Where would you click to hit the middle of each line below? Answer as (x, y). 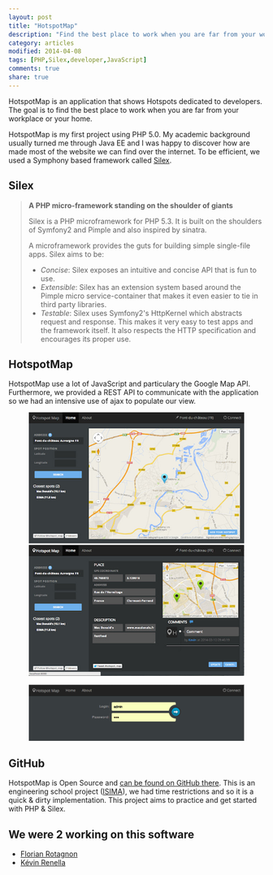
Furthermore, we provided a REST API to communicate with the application (134, 392)
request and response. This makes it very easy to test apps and (147, 322)
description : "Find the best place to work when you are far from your (132, 34)
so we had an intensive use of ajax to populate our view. (102, 401)
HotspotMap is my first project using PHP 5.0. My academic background (129, 134)
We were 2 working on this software (102, 834)
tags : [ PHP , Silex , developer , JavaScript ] (78, 60)
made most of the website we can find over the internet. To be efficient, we (134, 151)
